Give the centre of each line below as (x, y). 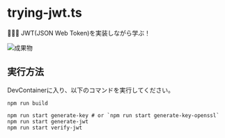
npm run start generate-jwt (48, 121)
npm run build (28, 103)
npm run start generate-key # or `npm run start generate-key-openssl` (113, 115)
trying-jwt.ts (45, 13)
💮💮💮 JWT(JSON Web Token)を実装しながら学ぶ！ (79, 33)
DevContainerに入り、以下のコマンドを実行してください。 (91, 90)
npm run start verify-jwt (45, 128)
